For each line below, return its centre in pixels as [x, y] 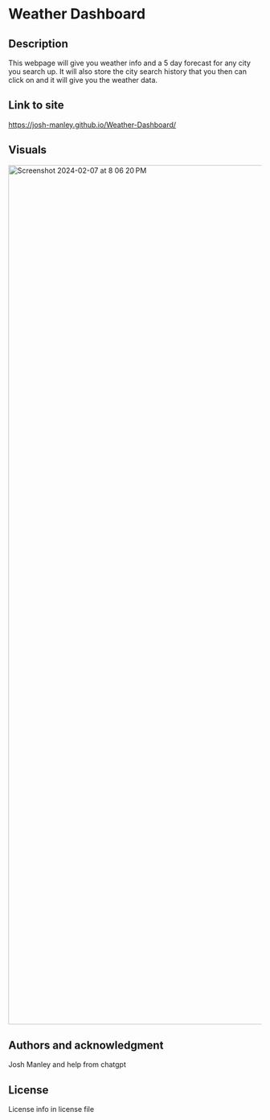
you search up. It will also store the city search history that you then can [128, 72]
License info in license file [51, 1110]
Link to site [36, 105]
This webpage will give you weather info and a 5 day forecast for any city [130, 63]
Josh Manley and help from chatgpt [67, 1065]
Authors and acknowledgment [86, 1046]
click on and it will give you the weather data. [83, 80]
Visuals [27, 150]
